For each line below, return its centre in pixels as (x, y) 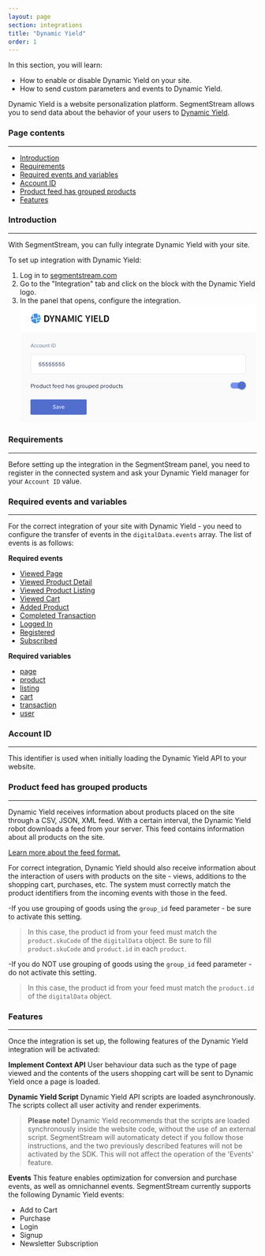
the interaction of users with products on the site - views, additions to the (127, 876)
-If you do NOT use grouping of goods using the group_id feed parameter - (130, 964)
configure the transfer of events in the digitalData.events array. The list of (130, 535)
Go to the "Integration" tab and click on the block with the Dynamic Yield (137, 284)
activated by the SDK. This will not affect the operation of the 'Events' (140, 1154)
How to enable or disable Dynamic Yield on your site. (105, 81)
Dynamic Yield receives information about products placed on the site (121, 812)
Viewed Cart (40, 599)
